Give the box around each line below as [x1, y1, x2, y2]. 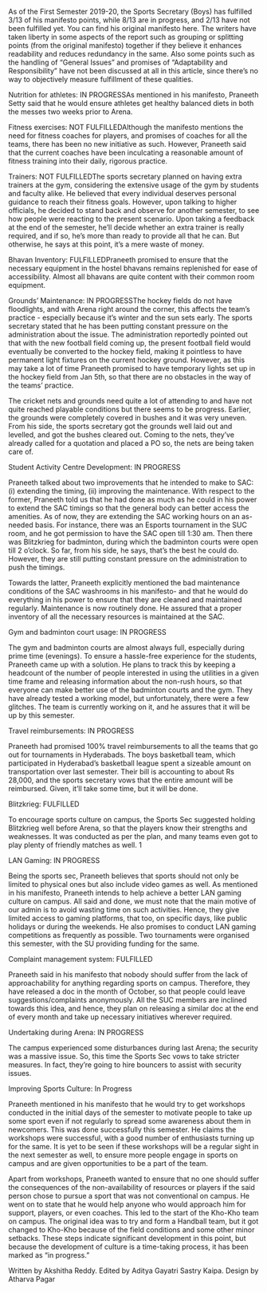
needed [8, 520, 33, 530]
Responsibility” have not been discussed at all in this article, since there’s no [8, 66, 259, 75]
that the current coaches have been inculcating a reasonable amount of [8, 148, 244, 157]
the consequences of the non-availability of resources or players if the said [8, 1183, 255, 1192]
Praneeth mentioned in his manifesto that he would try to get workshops [8, 1100, 245, 1109]
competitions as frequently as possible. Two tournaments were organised [8, 931, 249, 939]
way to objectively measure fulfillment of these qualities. [8, 75, 194, 84]
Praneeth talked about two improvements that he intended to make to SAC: [8, 478, 253, 487]
